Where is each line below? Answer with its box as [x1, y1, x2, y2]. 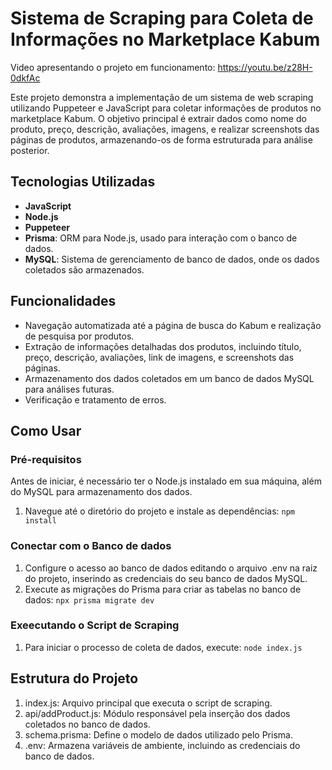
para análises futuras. [24, 383, 115, 395]
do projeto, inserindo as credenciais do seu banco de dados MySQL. [24, 572, 308, 584]
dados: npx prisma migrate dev [24, 593, 155, 606]
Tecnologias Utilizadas [10, 173, 156, 191]
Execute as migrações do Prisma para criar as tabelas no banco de [24, 583, 302, 595]
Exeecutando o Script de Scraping [10, 618, 180, 632]
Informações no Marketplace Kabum [10, 28, 321, 51]
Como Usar [10, 422, 82, 439]
